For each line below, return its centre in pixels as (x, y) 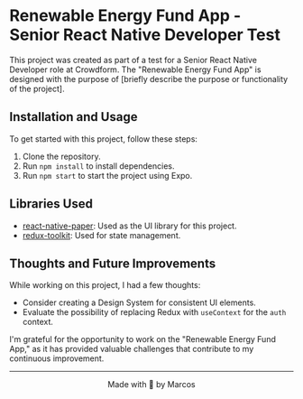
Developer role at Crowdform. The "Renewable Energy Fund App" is (135, 70)
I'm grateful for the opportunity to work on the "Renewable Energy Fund (143, 339)
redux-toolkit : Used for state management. (101, 235)
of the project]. (37, 88)
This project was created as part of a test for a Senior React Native (133, 60)
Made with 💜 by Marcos (151, 385)
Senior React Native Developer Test (145, 35)
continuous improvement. (57, 358)
